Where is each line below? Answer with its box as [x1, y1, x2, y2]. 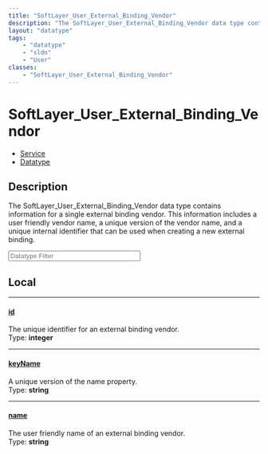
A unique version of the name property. [8, 376, 138, 386]
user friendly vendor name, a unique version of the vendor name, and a [8, 218, 242, 228]
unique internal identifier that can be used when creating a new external [8, 226, 245, 236]
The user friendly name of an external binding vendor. [8, 428, 186, 438]
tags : [8, 33, 26, 42]
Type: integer [8, 333, 53, 342]
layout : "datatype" [8, 26, 73, 34]
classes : [8, 64, 37, 72]
